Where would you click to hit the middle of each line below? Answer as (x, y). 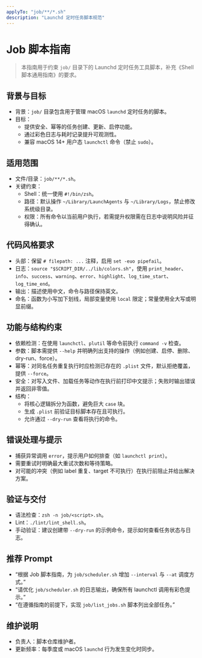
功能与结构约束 (34, 327)
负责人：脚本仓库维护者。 (47, 641)
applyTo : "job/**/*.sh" (36, 12)
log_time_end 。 (34, 283)
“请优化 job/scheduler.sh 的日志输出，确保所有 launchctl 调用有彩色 (100, 589)
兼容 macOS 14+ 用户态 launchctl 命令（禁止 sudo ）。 (90, 142)
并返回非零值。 (34, 388)
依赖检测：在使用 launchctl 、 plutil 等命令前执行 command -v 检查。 (99, 343)
